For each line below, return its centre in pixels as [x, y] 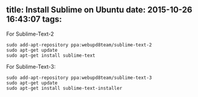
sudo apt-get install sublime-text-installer [64, 88]
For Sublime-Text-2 [30, 34]
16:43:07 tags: [34, 20]
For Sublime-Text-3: [31, 66]
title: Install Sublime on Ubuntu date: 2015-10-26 [99, 10]
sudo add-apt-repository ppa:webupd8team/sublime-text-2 [79, 45]
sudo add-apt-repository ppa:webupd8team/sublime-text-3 [79, 78]
